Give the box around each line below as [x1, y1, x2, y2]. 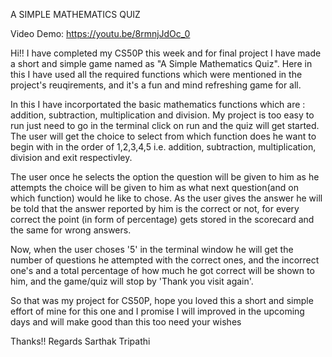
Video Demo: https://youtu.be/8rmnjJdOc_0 [10, 28, 191, 39]
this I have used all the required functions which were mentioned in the [10, 69, 303, 80]
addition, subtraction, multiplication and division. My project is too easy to [10, 109, 315, 121]
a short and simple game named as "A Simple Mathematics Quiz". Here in [10, 58, 313, 69]
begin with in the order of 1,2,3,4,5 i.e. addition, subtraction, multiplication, [10, 141, 317, 153]
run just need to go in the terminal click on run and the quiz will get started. [10, 120, 320, 131]
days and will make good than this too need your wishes [10, 316, 242, 328]
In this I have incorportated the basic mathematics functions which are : [10, 99, 306, 110]
